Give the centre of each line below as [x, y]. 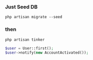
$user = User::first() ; [29, 48]
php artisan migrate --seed [34, 17]
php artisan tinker [25, 40]
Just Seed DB [21, 7]
